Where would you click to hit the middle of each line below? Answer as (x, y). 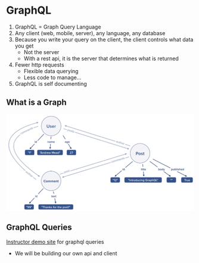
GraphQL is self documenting (51, 83)
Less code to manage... (52, 77)
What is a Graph (36, 103)
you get (24, 46)
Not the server (41, 52)
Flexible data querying (51, 71)
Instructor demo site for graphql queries (55, 242)
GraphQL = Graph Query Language (58, 27)
